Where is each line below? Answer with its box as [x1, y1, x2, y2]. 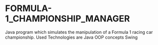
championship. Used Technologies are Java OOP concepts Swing [5, 34, 138, 40]
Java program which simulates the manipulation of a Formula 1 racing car [5, 29, 153, 35]
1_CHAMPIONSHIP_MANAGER [5, 13, 130, 24]
